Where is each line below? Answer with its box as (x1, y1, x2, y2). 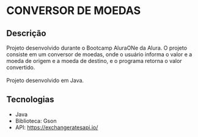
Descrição (6, 28, 46, 39)
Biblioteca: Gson (15, 117, 57, 124)
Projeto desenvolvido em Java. (6, 77, 84, 84)
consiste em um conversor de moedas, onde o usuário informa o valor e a (6, 51, 193, 58)
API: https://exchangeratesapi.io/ (15, 124, 98, 131)
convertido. (6, 64, 35, 71)
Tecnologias (6, 94, 54, 105)
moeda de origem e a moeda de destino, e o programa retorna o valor (6, 57, 182, 64)
